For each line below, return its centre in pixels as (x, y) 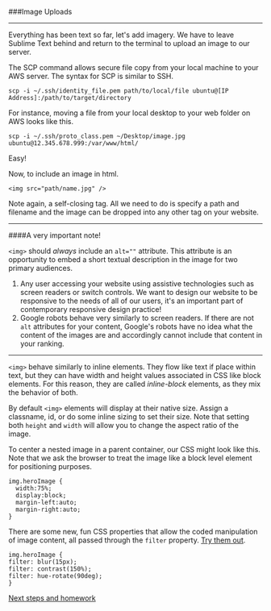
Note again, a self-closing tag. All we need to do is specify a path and (124, 204)
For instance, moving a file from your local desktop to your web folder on (129, 113)
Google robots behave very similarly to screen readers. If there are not (137, 318)
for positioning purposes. (50, 466)
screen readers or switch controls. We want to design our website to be (139, 292)
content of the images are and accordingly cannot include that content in (141, 335)
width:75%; (34, 488)
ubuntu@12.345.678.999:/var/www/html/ (73, 143)
